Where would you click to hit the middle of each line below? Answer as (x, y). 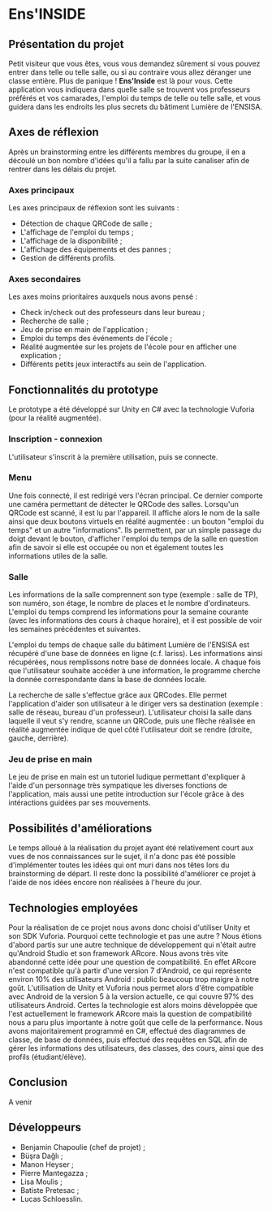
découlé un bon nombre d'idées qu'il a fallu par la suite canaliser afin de (129, 160)
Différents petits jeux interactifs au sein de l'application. (113, 364)
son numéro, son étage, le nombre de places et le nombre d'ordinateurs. (130, 603)
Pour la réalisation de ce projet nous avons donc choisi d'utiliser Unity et (130, 927)
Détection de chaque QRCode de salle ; (86, 223)
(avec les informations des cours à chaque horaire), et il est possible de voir (135, 620)
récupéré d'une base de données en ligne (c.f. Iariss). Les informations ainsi (136, 654)
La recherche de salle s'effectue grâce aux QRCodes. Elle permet (118, 695)
